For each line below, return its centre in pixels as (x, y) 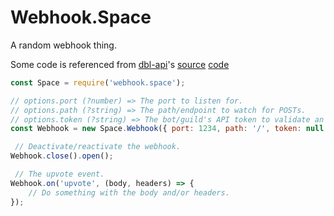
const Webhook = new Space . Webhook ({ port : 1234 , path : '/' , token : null (167, 129)
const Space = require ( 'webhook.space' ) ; (98, 82)
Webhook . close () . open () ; (62, 156)
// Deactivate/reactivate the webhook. (98, 147)
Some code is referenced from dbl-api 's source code (120, 64)
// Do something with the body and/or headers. (129, 192)
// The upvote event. (59, 174)
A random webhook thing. (63, 45)
